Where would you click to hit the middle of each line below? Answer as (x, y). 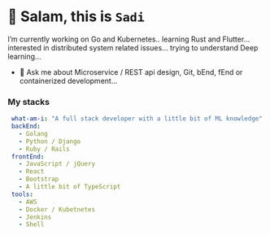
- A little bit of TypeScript (70, 187)
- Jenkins (35, 217)
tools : (22, 194)
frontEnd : (28, 157)
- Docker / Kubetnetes (57, 209)
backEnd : (26, 126)
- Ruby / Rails (44, 149)
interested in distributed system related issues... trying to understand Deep (133, 47)
